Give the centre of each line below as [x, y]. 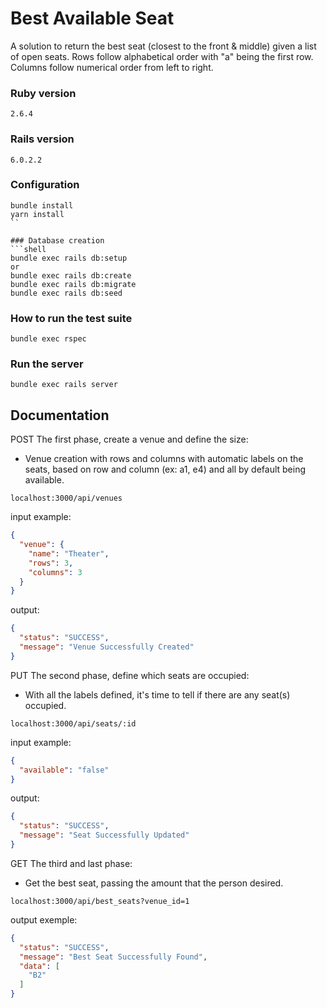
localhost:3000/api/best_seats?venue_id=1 [100, 901]
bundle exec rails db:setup [69, 258]
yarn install [37, 214]
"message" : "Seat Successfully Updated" [104, 835]
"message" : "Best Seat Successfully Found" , [113, 957]
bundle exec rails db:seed [66, 293]
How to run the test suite [71, 318]
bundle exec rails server [64, 385]
